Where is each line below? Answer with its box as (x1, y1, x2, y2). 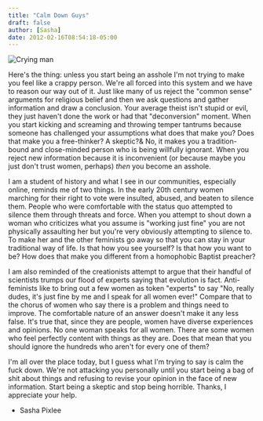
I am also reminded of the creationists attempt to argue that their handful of (8, 267, 252, 277)
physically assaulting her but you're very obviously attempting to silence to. (8, 227, 253, 236)
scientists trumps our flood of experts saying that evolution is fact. (8, 275, 222, 285)
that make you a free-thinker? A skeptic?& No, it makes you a (8, 136, 206, 146)
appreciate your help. (8, 390, 77, 400)
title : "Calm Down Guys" (8, 11, 89, 20)
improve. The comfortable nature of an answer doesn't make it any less (8, 309, 239, 318)
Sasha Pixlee (19, 405, 61, 416)
